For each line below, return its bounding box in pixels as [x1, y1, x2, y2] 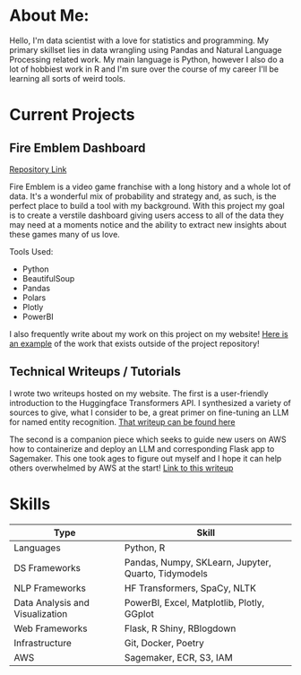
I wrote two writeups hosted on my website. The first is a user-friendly [9, 387, 269, 399]
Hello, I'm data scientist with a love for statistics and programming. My [9, 35, 270, 46]
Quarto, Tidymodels [124, 567, 208, 579]
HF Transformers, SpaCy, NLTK [124, 582, 257, 594]
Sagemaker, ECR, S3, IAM [124, 651, 233, 663]
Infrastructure [13, 636, 72, 649]
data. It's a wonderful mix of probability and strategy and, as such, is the [9, 190, 277, 202]
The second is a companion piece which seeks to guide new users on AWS [9, 434, 287, 445]
